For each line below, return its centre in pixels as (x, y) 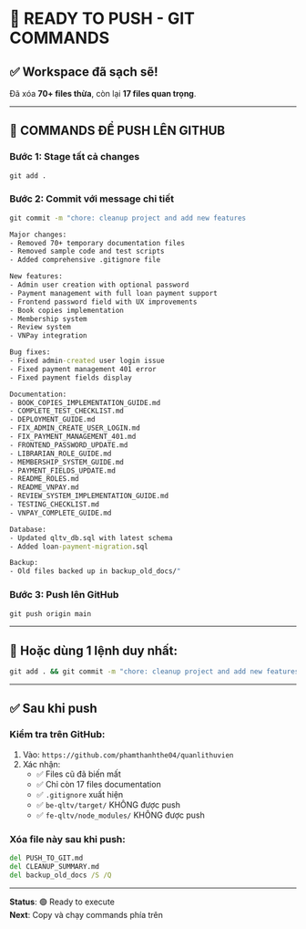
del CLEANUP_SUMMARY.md (55, 866)
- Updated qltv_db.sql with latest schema (91, 538)
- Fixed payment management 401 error (83, 369)
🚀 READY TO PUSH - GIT (102, 19)
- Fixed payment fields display (71, 378)
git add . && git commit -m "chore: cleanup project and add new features (154, 672)
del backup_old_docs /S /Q (61, 875)
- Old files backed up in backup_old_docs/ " (95, 571)
